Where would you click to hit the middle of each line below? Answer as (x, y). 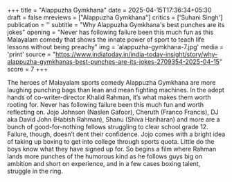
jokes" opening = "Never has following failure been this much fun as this (110, 32)
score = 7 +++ (28, 69)
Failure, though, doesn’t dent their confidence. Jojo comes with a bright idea (116, 134)
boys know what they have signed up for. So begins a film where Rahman (112, 149)
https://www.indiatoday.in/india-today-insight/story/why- (136, 54)
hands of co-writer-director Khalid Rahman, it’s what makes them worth (109, 97)
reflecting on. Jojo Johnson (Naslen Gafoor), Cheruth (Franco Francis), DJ (113, 112)
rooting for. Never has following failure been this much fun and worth (106, 105)
